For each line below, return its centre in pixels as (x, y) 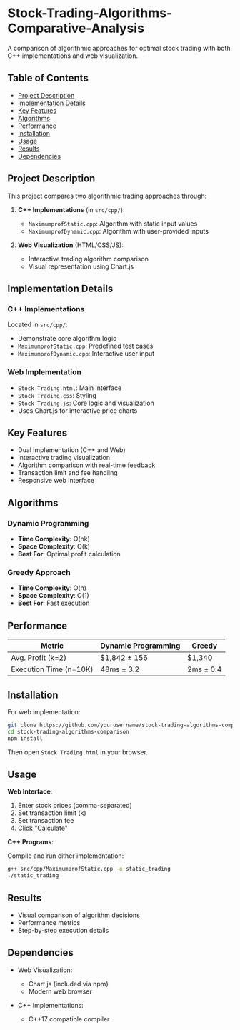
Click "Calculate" (42, 828)
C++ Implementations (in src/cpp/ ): (71, 209)
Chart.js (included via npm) (68, 984)
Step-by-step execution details (63, 930)
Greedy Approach (39, 572)
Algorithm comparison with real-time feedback (86, 465)
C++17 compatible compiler (69, 1019)
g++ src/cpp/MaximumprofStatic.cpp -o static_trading (89, 869)
